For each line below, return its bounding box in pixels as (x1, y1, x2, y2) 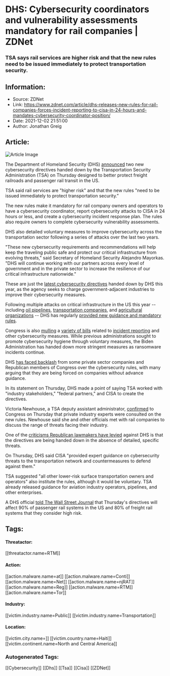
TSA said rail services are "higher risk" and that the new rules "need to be (5, 187, 160, 193)
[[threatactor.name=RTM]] (5, 550, 60, 556)
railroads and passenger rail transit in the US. (5, 177, 100, 184)
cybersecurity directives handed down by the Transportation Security (5, 166, 151, 172)
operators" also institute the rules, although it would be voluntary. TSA (5, 478, 152, 484)
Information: (5, 82, 46, 91)
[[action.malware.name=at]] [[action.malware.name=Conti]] (5, 573, 130, 579)
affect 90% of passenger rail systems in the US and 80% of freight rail (5, 505, 153, 511)
